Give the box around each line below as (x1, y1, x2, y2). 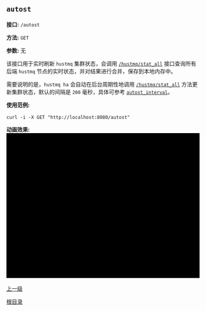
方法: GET (6, 34, 29, 41)
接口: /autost (6, 20, 40, 28)
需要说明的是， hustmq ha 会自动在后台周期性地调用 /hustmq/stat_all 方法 (6, 80, 193, 88)
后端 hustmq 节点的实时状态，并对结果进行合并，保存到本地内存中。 (6, 67, 177, 75)
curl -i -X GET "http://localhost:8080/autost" (6, 114, 131, 120)
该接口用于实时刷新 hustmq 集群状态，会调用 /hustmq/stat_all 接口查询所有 (6, 60, 197, 67)
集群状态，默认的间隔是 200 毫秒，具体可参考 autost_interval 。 (11, 88, 174, 96)
